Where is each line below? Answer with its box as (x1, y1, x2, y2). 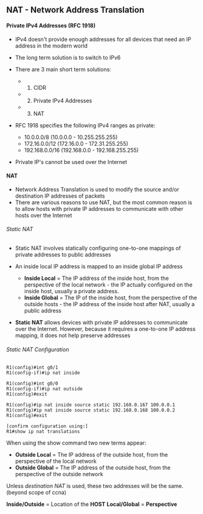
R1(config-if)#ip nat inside (6, 370, 80, 376)
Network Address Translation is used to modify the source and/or (15, 185, 179, 193)
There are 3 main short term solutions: (15, 65, 111, 73)
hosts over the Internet (15, 212, 72, 219)
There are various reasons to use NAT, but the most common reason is (15, 198, 193, 206)
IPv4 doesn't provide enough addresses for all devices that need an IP (15, 35, 191, 43)
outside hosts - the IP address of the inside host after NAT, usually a (24, 301, 195, 307)
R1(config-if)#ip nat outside (6, 386, 83, 392)
